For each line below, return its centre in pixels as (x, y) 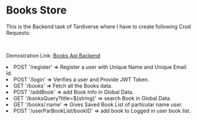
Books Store (36, 10)
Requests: (18, 32)
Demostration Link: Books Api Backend (53, 55)
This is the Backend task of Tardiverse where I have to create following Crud (98, 26)
